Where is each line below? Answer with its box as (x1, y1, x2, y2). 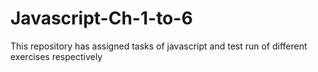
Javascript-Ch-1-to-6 (10, 7, 193, 30)
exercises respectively (10, 50, 103, 62)
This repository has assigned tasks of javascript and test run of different (10, 40, 308, 52)
